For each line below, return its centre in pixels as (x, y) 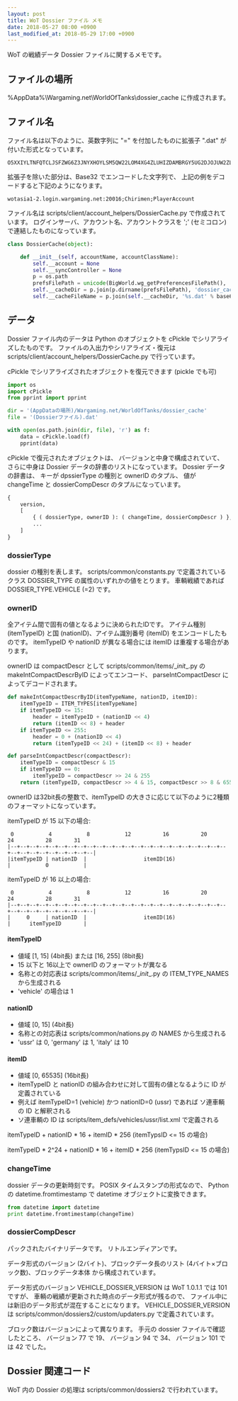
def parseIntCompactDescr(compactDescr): (69, 756)
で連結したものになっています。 (53, 230)
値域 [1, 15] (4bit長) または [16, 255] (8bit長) (80, 955)
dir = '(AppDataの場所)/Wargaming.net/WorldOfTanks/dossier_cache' (107, 411)
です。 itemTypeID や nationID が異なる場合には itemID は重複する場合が (118, 642)
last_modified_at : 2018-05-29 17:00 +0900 (71, 34)
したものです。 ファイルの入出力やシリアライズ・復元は (95, 347)
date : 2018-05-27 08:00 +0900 (52, 27)
